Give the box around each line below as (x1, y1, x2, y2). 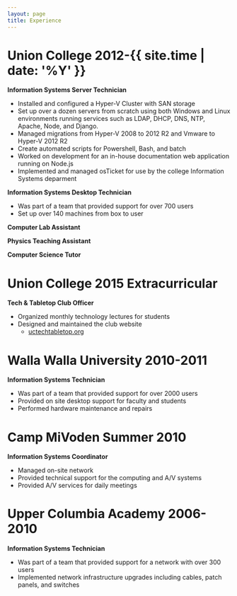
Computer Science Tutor (7, 250, 81, 259)
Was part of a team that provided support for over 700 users (17, 202, 194, 211)
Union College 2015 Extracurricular (7, 275, 218, 291)
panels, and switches (17, 580, 80, 589)
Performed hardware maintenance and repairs (17, 404, 153, 413)
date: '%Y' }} (7, 62, 86, 78)
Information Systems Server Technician (7, 86, 127, 94)
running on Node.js (17, 160, 74, 168)
